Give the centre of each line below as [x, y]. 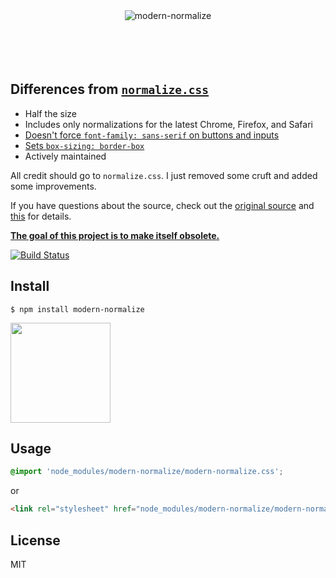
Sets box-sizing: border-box [84, 145]
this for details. [41, 216]
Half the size [50, 113]
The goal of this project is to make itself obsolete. [115, 235]
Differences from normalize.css [110, 89]
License [35, 540]
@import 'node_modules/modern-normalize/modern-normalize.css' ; [147, 472]
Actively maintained [65, 156]
